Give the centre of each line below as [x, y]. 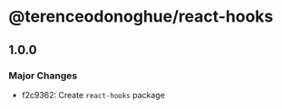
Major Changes [43, 76]
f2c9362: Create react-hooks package [93, 95]
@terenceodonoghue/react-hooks [141, 17]
